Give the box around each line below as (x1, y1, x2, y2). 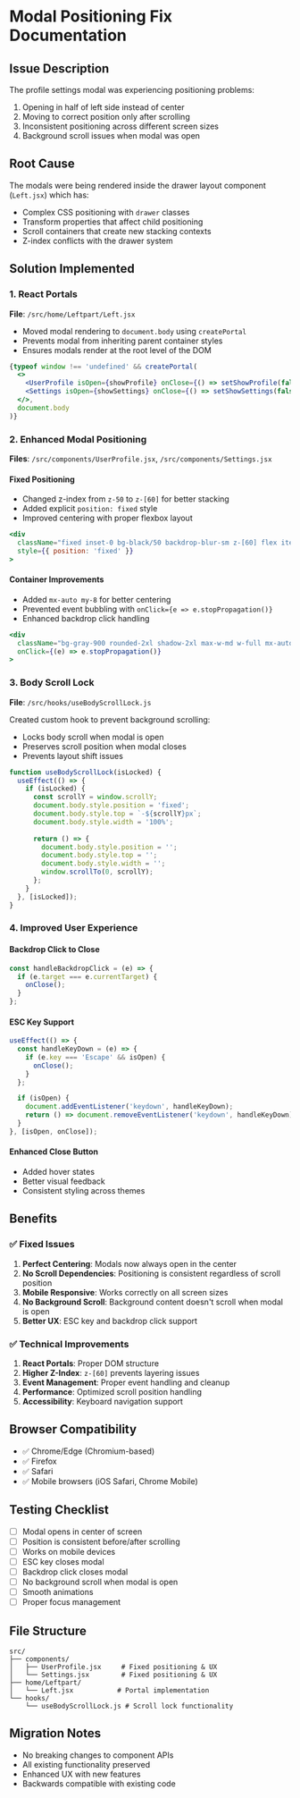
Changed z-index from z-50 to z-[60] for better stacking (21, 494, 229, 504)
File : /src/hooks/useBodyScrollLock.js (9, 696, 152, 707)
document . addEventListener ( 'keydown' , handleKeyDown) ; (25, 1102, 234, 1111)
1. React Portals (9, 288, 78, 300)
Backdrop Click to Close (9, 944, 100, 955)
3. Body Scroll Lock (9, 677, 95, 689)
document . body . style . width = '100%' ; (32, 817, 174, 826)
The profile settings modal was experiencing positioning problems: (9, 85, 254, 95)
